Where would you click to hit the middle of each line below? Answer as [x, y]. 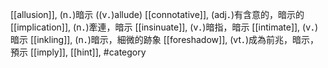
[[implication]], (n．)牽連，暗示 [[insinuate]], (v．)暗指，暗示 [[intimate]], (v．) [164, 27]
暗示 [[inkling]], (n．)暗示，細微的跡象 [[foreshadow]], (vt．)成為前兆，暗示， [165, 39]
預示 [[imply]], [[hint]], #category [78, 52]
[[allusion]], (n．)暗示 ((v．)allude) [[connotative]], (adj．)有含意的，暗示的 [157, 14]
